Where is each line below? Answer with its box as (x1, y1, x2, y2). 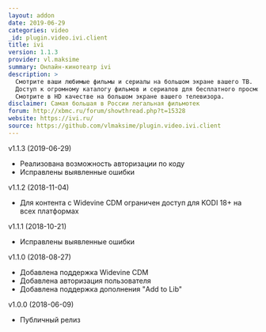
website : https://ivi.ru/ (8, 115, 93, 123)
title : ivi (8, 41, 44, 49)
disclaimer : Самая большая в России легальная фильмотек (8, 100, 200, 108)
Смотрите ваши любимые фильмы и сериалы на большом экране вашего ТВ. (15, 77, 253, 85)
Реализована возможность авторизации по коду (19, 159, 185, 168)
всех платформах (19, 206, 79, 216)
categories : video (8, 26, 69, 34)
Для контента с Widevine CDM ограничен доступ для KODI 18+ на (19, 198, 242, 207)
